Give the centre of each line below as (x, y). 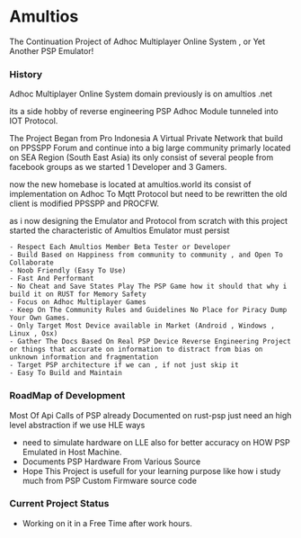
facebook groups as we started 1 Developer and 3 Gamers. (118, 167)
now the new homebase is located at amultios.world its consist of (130, 184)
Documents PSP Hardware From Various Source (111, 462)
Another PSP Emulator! (52, 50)
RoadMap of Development (67, 396)
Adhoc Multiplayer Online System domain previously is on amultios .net (141, 94)
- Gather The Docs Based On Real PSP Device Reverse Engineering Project (150, 342)
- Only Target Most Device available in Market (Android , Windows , (142, 326)
